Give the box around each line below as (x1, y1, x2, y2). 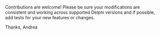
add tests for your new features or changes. (5, 15, 95, 20)
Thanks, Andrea (5, 24, 38, 30)
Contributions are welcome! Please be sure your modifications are (5, 4, 140, 10)
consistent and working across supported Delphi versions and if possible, (5, 9, 155, 15)
